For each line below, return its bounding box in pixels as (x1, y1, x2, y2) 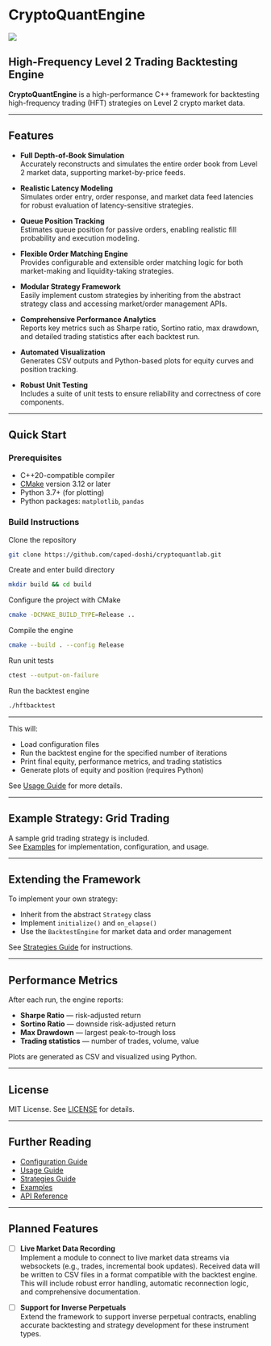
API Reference (19, 1191, 69, 1201)
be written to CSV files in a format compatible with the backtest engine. (19, 1269, 258, 1279)
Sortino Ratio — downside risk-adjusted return (19, 1019, 176, 1029)
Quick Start (8, 428, 67, 442)
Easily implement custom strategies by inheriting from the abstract (19, 290, 241, 300)
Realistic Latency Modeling (19, 183, 114, 193)
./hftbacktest (8, 701, 56, 710)
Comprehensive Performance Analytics (19, 314, 156, 324)
